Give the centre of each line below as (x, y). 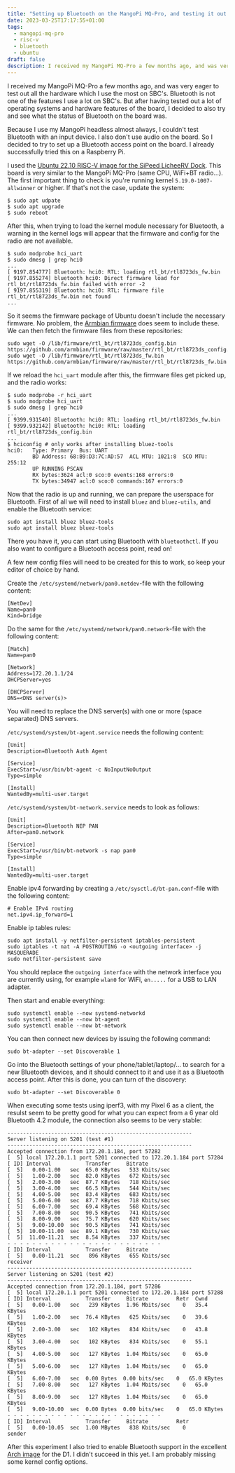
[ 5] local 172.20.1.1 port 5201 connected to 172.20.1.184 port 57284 (115, 1157)
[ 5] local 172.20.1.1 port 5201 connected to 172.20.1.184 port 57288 (115, 1292)
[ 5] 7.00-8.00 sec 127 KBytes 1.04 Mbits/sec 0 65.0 (108, 1385)
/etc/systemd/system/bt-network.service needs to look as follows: (104, 807)
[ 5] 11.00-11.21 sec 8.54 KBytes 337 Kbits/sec (89, 1237)
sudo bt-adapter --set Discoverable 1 (64, 1051)
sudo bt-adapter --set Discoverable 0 (64, 1092)
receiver (20, 1262)
